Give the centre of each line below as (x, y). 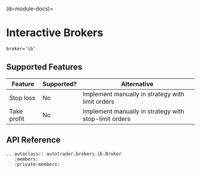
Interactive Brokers (55, 33)
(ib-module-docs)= (30, 9)
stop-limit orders (106, 119)
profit (17, 119)
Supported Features (44, 67)
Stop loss (22, 98)
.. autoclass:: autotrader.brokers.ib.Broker (64, 154)
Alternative (137, 84)
